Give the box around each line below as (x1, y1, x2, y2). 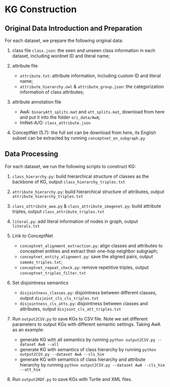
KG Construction (5, 4, 77, 15)
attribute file (12, 63, 38, 69)
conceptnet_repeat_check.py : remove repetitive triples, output (19, 264, 149, 270)
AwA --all (38, 342, 59, 347)
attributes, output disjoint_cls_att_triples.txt (19, 306, 122, 312)
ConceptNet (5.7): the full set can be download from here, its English (12, 129, 156, 135)
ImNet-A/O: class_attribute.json (19, 120, 91, 126)
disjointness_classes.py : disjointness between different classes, (19, 289, 157, 295)
